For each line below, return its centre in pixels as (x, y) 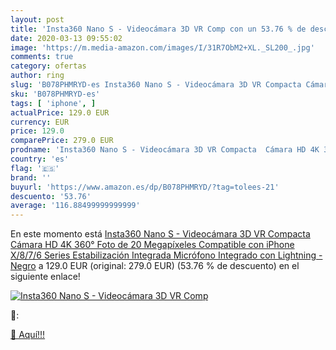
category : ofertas (48, 66)
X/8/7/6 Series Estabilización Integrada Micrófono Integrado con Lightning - (166, 255)
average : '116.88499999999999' (75, 206)
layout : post (37, 19)
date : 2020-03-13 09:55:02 (66, 38)
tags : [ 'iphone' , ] (53, 103)
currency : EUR (40, 122)
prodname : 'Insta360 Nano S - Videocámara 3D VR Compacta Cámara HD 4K (165, 150)
